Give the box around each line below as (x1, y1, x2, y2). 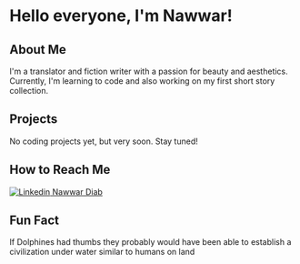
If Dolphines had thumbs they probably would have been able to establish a (9, 237, 292, 248)
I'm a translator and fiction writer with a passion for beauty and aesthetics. (9, 66, 288, 76)
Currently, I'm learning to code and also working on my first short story (9, 76, 275, 86)
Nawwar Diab (52, 186, 103, 197)
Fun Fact (9, 213, 59, 228)
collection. (9, 86, 49, 96)
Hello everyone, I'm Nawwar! (9, 5, 234, 26)
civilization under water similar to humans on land (9, 247, 195, 258)
